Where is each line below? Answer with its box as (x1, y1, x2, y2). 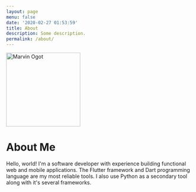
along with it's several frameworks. (6, 178, 92, 186)
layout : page (6, 8, 38, 15)
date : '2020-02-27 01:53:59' (6, 19, 78, 25)
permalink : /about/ (6, 36, 54, 42)
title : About (6, 25, 38, 31)
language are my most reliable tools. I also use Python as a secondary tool (6, 173, 188, 180)
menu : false (6, 14, 36, 20)
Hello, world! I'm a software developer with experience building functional (6, 160, 187, 167)
